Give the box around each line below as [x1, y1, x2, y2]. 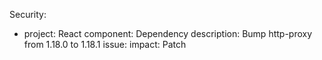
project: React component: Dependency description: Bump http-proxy [23, 28, 313, 39]
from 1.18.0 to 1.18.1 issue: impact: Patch [23, 39, 187, 50]
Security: [9, 9, 47, 20]
